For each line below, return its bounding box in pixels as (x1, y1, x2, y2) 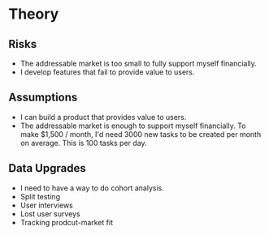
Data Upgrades (8, 161, 87, 175)
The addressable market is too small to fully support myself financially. (20, 58, 258, 68)
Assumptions (8, 91, 78, 105)
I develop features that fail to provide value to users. (20, 67, 195, 77)
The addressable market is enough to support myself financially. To (20, 121, 246, 130)
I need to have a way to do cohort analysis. (20, 183, 164, 193)
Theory (8, 5, 59, 23)
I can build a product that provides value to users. (20, 112, 187, 122)
